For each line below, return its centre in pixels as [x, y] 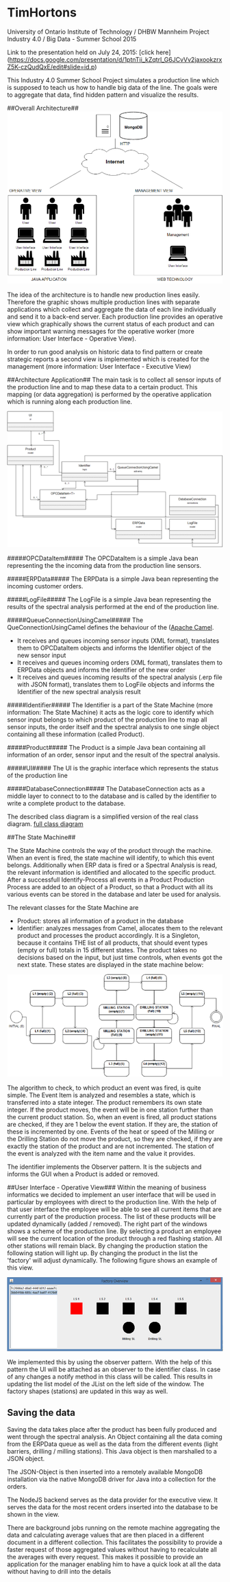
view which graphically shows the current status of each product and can [111, 323]
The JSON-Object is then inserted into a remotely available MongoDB [105, 1471]
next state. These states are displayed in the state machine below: [110, 964]
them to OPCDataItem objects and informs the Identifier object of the [114, 647]
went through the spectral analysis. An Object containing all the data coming [115, 1436]
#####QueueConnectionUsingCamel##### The [75, 620]
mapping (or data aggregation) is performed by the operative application [110, 394]
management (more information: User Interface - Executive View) [99, 366]
